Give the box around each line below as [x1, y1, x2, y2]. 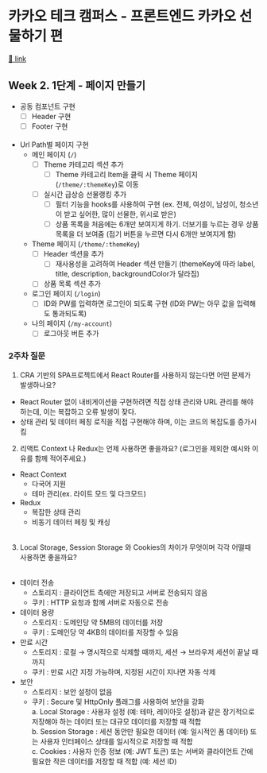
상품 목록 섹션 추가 [43, 279, 102, 288]
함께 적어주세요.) [34, 454, 87, 463]
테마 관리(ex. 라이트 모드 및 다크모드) [31, 489, 147, 498]
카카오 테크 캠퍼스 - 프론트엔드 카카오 [8, 7, 237, 25]
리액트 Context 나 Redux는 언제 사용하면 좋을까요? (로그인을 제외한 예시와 [19, 443, 250, 453]
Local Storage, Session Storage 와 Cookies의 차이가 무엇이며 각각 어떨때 [19, 542, 252, 552]
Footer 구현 [31, 121, 68, 131]
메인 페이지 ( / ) [31, 149, 77, 159]
